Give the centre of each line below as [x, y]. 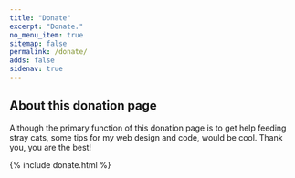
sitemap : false [38, 43]
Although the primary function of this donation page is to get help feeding [148, 128]
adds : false [32, 60]
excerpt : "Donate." [47, 26]
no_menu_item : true [47, 35]
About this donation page [83, 106]
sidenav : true [37, 69]
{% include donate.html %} [60, 164]
